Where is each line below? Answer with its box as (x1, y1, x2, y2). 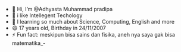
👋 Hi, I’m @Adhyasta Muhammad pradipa (11, 6, 113, 12)
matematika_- (11, 40, 46, 47)
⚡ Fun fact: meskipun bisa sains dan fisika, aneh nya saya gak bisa (11, 31, 176, 38)
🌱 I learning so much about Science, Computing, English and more (11, 18, 174, 25)
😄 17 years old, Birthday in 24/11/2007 (11, 24, 106, 31)
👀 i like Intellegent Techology (11, 12, 83, 19)
